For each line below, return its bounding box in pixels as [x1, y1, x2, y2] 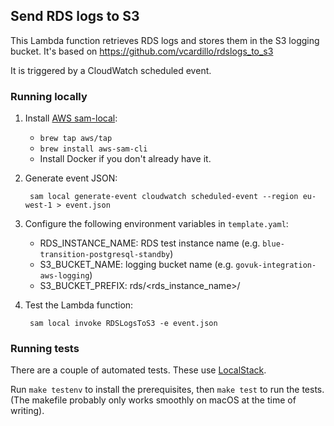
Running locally [10, 89, 88, 103]
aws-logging [39, 271, 90, 281]
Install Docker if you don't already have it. [39, 153, 212, 165]
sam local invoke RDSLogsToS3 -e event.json [29, 319, 218, 329]
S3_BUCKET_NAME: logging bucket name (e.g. [39, 259, 234, 271]
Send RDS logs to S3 [10, 8, 140, 25]
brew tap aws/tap [39, 134, 113, 144]
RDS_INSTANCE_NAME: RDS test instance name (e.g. [39, 237, 261, 249]
